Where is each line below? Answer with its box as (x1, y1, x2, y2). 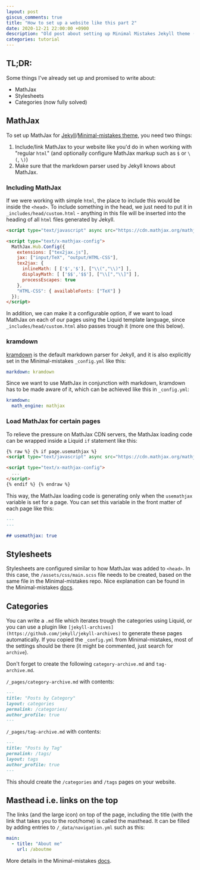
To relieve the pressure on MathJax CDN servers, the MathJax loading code (6, 430, 192, 438)
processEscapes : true (21, 276, 76, 283)
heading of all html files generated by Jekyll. (6, 216, 115, 223)
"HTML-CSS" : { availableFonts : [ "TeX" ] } (17, 288, 121, 294)
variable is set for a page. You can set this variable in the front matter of (6, 498, 182, 505)
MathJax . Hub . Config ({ (11, 244, 65, 250)
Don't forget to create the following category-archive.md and (6, 660, 155, 667)
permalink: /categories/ (6, 706, 68, 712)
